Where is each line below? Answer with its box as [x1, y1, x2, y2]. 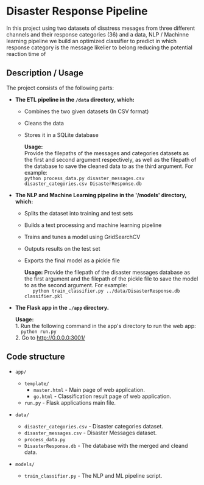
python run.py [21, 329, 57, 335]
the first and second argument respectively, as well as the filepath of [24, 156, 197, 163]
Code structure [6, 352, 65, 362]
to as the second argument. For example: [24, 281, 128, 288]
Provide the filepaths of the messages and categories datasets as [24, 149, 189, 156]
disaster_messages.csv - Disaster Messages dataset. [24, 429, 157, 436]
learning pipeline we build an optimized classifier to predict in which [6, 37, 177, 44]
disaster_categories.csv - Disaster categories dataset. [24, 422, 163, 430]
